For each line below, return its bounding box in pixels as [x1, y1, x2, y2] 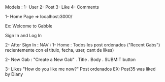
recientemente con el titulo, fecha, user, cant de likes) [5, 47, 114, 53]
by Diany [5, 71, 23, 77]
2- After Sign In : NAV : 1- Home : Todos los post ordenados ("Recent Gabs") [5, 42, 160, 48]
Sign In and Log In [5, 33, 42, 38]
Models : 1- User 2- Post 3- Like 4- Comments [5, 4, 99, 10]
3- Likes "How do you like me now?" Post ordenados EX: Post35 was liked [5, 66, 156, 72]
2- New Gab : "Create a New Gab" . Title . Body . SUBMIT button [5, 57, 136, 62]
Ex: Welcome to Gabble [5, 23, 53, 29]
